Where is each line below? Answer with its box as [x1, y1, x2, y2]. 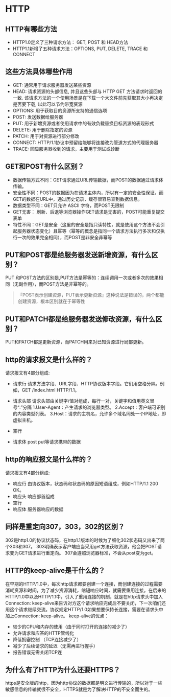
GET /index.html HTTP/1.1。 [21, 387, 80, 393]
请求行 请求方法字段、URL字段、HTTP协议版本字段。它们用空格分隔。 [12, 381, 160, 387]
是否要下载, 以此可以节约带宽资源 [12, 101, 83, 107]
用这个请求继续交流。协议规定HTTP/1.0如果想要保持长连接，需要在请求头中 [5, 606, 163, 612]
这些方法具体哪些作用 [5, 67, 72, 76]
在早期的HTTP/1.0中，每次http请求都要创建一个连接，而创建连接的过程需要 [5, 580, 163, 587]
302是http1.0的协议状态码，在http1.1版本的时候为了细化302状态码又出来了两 [5, 537, 165, 543]
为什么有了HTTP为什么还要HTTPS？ [5, 665, 120, 674]
